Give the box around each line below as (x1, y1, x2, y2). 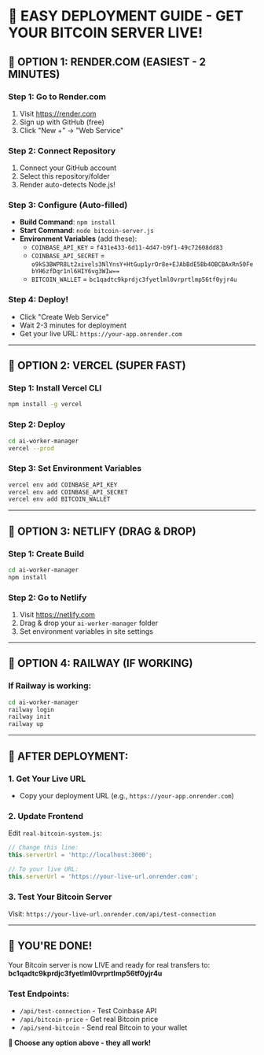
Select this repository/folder (19, 172, 110, 181)
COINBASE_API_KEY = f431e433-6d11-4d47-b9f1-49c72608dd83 (31, 242, 223, 252)
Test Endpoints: (8, 988, 70, 999)
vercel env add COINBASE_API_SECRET (8, 488, 128, 496)
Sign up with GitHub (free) (19, 117, 104, 127)
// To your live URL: (8, 865, 79, 873)
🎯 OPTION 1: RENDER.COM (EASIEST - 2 (8, 55, 207, 68)
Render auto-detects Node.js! (19, 180, 116, 190)
